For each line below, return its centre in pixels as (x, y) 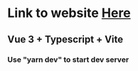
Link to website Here (69, 13)
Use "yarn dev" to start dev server (68, 60)
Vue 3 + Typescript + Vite (65, 39)
